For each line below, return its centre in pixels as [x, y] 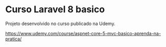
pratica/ [14, 39]
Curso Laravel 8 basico [55, 9]
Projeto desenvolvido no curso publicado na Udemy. [61, 24]
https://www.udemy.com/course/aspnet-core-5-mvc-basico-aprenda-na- [83, 33]
